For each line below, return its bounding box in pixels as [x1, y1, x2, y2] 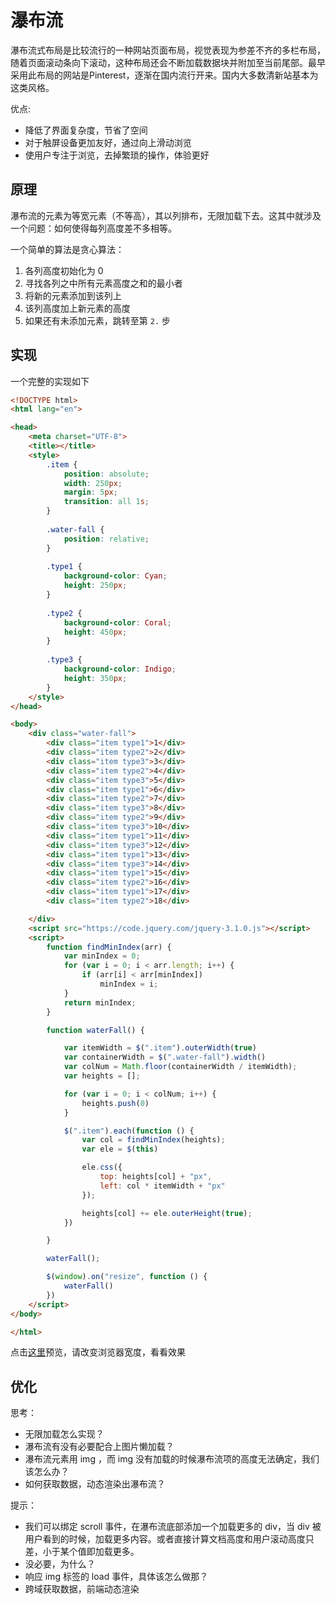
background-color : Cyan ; [63, 571, 168, 581]
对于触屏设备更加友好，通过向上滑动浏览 [24, 136, 192, 148]
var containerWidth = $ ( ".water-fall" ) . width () [63, 1052, 267, 1063]
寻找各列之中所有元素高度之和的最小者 [24, 277, 183, 289]
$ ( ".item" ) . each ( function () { [63, 1126, 195, 1136]
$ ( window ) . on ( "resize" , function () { [46, 1272, 208, 1282]
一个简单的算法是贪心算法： [10, 243, 125, 255]
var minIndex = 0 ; [63, 951, 141, 961]
